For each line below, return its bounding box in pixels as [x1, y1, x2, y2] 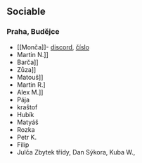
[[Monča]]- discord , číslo [16, 42, 89, 52]
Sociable [6, 6, 46, 18]
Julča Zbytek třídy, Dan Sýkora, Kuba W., [16, 147, 136, 156]
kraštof [16, 102, 38, 111]
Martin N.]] [16, 50, 49, 59]
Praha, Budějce [6, 27, 60, 37]
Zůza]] [16, 65, 37, 73]
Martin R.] [16, 80, 46, 89]
